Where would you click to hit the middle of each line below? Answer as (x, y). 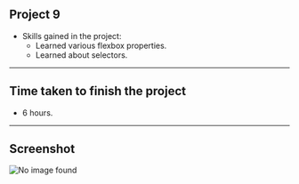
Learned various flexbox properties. (101, 45)
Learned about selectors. (81, 55)
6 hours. (37, 112)
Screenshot (42, 149)
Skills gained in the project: (72, 36)
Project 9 (35, 15)
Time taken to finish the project (98, 91)
